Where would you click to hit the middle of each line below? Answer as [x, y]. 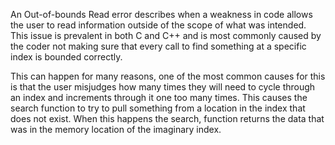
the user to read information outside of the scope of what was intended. [158, 25]
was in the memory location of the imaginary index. [116, 129]
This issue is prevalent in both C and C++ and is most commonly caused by [166, 35]
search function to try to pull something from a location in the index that [158, 108]
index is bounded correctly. [66, 57]
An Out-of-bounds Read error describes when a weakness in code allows [161, 14]
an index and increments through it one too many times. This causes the [159, 97]
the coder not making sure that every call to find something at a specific [158, 46]
